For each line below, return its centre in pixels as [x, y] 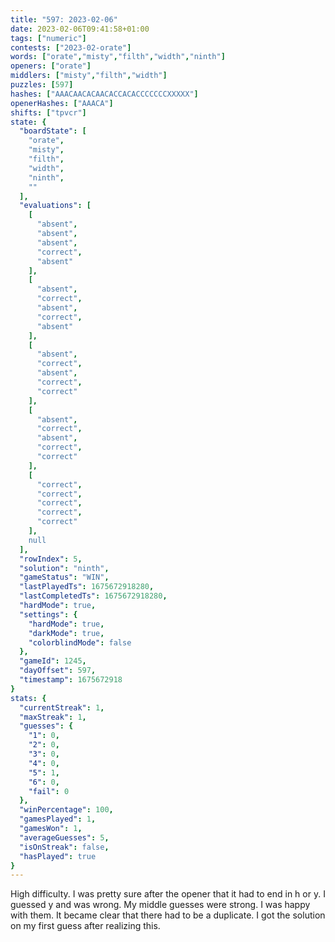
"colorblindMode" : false [80, 642]
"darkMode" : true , [66, 633]
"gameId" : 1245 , [53, 661]
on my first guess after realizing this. [85, 926]
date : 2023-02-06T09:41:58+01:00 [80, 29]
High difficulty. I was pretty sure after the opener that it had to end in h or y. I [168, 894]
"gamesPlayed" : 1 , [58, 819]
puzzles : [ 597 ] [42, 85]
